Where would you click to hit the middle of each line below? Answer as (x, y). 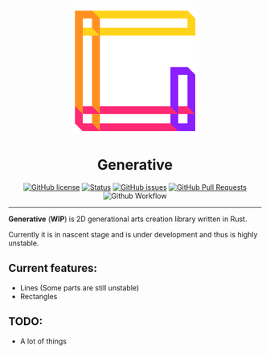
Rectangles (39, 296)
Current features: (53, 268)
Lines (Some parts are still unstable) (80, 287)
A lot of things (43, 341)
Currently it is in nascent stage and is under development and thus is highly (133, 234)
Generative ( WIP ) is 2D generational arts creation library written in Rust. (128, 219)
